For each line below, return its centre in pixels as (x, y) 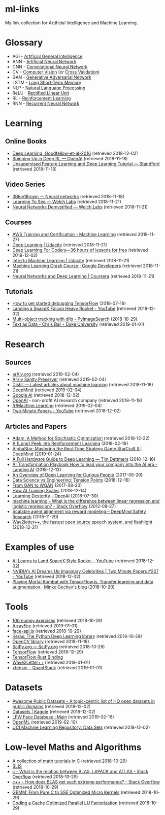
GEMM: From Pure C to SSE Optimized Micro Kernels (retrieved (76, 792)
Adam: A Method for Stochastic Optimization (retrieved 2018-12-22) (81, 438)
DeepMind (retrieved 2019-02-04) (47, 390)
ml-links (22, 9)
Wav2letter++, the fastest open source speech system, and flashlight (82, 522)
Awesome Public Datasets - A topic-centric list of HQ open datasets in (83, 701)
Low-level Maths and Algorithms (73, 747)
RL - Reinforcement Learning (42, 98)
